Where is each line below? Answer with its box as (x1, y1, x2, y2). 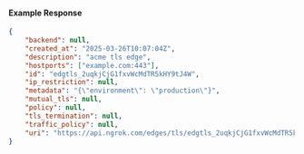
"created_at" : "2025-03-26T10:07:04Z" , (25, 43, 176, 53)
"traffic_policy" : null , (25, 120, 119, 129)
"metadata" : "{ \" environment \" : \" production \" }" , (25, 86, 221, 95)
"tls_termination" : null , (25, 111, 123, 120)
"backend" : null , (25, 36, 91, 45)
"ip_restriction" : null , (25, 78, 119, 87)
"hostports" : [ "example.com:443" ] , (25, 61, 160, 70)
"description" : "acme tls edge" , (25, 53, 152, 62)
